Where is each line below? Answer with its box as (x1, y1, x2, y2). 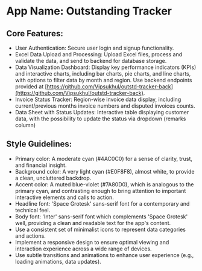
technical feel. (14, 206, 51, 214)
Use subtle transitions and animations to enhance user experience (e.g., (14, 251, 194, 258)
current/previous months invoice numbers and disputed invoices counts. (14, 102, 195, 109)
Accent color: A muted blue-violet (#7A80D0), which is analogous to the (14, 180, 194, 188)
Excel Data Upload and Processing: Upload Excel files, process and (14, 51, 183, 58)
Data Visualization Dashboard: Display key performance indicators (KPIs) (14, 64, 197, 71)
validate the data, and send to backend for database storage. (14, 57, 167, 64)
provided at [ (14, 83, 47, 90)
